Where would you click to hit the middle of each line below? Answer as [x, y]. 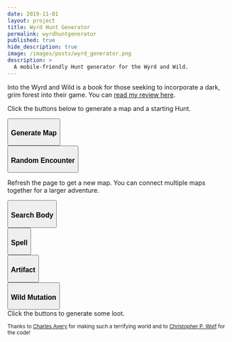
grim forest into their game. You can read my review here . [92, 95]
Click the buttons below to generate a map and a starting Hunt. [99, 108]
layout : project [31, 21]
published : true [31, 41]
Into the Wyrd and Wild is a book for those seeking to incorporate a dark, [114, 87]
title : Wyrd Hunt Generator [49, 27]
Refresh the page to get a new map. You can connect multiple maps [106, 183]
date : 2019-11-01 [33, 14]
